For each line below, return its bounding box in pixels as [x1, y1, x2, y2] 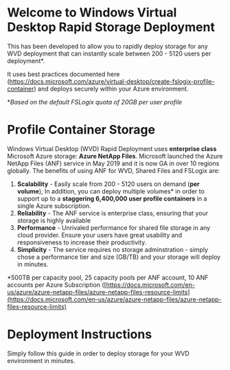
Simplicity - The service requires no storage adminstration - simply [16, 245, 208, 253]
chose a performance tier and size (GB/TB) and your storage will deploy [16, 253, 221, 261]
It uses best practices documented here [7, 70, 120, 78]
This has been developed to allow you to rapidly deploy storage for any [7, 42, 208, 50]
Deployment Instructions [7, 327, 152, 343]
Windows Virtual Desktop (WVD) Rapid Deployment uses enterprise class [7, 144, 217, 152]
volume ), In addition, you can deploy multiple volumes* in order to [16, 187, 205, 195]
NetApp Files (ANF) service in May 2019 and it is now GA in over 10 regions [7, 159, 220, 167]
